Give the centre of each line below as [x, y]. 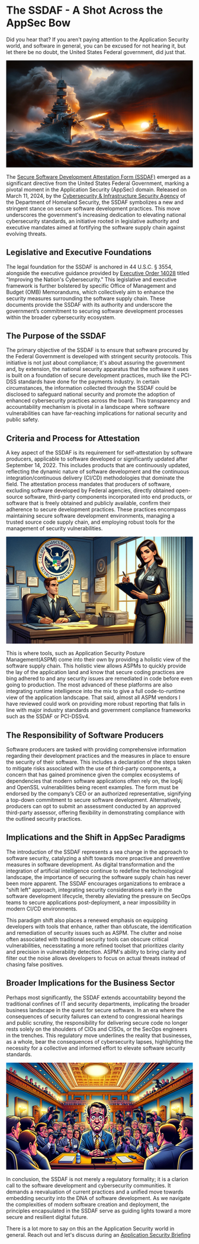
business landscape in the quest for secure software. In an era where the [95, 1010]
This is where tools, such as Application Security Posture [76, 653]
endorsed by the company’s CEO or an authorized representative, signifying [99, 793]
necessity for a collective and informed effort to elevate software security [96, 1048]
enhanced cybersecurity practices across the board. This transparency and [98, 401]
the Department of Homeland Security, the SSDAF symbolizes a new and [95, 202]
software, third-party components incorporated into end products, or [108, 497]
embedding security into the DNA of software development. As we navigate [98, 1198]
